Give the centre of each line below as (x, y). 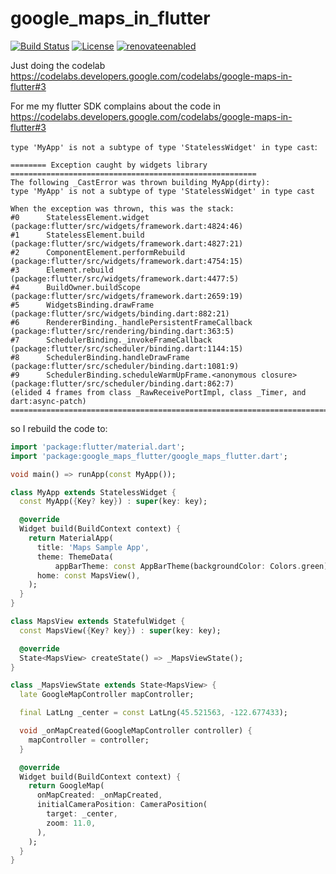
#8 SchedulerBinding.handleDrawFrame (100, 357)
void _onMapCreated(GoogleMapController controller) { (136, 731)
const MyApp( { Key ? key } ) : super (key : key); (113, 502)
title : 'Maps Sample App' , (93, 547)
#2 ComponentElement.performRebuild (98, 252)
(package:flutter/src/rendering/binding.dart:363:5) (122, 331)
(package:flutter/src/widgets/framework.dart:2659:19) (127, 296)
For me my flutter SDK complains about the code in (115, 106)
